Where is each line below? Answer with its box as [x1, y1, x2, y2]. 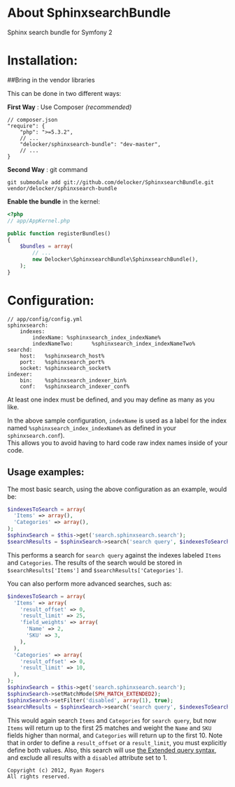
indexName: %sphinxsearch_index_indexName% [32, 334, 161, 341]
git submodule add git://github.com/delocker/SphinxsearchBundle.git [7, 178, 215, 186]
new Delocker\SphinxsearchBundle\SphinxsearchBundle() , [32, 256, 199, 263]
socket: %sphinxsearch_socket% [20, 364, 111, 371]
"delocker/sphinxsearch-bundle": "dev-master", [20, 141, 161, 148]
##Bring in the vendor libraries [7, 76, 96, 84]
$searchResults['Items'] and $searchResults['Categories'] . [7, 565, 183, 574]
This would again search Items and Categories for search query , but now [7, 716, 217, 725]
